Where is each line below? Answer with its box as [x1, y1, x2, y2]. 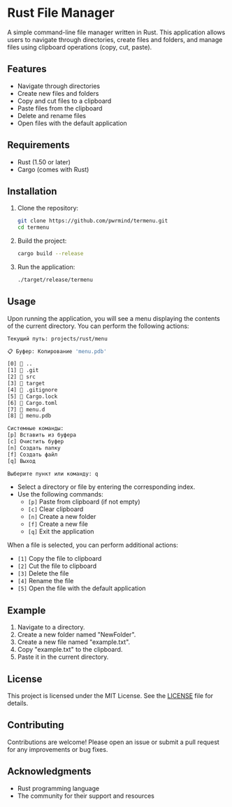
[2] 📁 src [7, 373, 36, 380]
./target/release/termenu [17, 276, 93, 283]
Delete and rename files [17, 111, 87, 120]
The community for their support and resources [17, 792, 155, 800]
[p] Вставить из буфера [7, 431, 77, 438]
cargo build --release [17, 250, 84, 257]
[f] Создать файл [7, 451, 58, 458]
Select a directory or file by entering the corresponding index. [17, 483, 196, 491]
